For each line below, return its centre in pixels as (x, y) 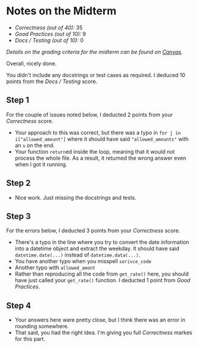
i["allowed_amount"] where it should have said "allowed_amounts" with (102, 139)
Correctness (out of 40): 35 (49, 28)
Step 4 (19, 305)
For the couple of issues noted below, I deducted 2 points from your (89, 114)
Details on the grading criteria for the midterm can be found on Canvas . (95, 51)
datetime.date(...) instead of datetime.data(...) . (78, 255)
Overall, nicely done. (31, 63)
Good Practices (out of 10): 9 (50, 33)
